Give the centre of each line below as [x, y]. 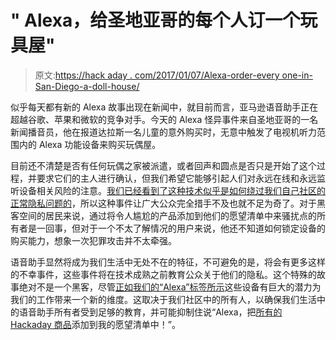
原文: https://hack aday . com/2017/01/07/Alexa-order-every [157, 75]
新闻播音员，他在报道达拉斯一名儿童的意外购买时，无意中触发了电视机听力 [163, 132]
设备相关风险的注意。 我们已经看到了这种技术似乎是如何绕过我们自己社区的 [172, 190]
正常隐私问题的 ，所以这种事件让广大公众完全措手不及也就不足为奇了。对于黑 [168, 203]
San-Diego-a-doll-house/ [87, 86]
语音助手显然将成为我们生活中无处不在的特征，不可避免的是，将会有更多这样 [168, 262]
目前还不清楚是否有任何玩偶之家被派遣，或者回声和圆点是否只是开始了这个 [163, 165]
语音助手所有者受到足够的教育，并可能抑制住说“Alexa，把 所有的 [150, 312]
